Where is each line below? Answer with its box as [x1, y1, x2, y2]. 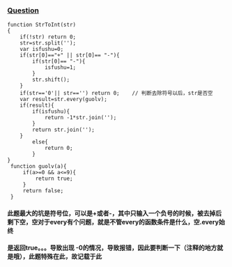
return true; [35, 175, 73, 183]
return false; [22, 188, 64, 194]
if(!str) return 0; [20, 33, 77, 40]
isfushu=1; [44, 64, 77, 71]
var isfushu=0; [20, 46, 64, 53]
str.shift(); [32, 76, 70, 84]
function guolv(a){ [10, 163, 68, 170]
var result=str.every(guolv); [20, 96, 108, 103]
